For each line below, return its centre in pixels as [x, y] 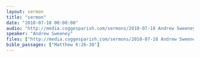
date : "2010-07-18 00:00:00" [42, 23]
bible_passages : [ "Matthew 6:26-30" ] [53, 45]
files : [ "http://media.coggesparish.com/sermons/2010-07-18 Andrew [92, 39]
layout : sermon [25, 12]
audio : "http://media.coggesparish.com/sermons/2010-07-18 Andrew [90, 28]
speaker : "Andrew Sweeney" [40, 34]
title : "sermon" [26, 17]
